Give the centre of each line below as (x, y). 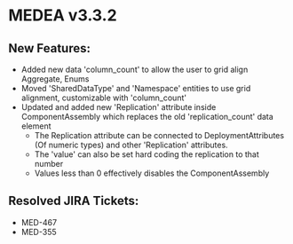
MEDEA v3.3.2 (63, 16)
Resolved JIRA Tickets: (74, 201)
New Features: (49, 48)
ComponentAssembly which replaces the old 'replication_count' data (147, 117)
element (36, 126)
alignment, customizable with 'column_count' (104, 98)
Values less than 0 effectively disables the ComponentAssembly (152, 173)
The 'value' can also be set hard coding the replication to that (146, 154)
